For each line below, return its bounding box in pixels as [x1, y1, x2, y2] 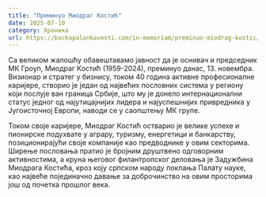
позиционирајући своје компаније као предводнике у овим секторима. [8, 138, 250, 147]
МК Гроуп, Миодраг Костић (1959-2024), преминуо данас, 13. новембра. [8, 64, 255, 74]
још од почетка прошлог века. [8, 180, 111, 190]
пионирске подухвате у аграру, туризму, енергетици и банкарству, [8, 130, 236, 139]
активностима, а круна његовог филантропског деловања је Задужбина [8, 155, 253, 165]
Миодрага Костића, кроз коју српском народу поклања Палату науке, [8, 163, 246, 172]
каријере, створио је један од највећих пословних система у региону [8, 81, 244, 90]
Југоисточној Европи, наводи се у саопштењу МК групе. [8, 106, 200, 116]
